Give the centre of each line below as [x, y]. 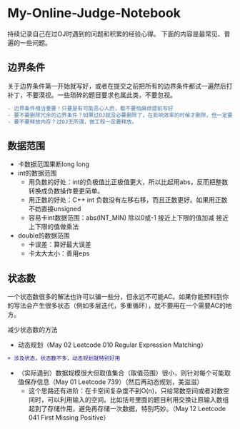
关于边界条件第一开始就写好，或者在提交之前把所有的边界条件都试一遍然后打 [120, 86]
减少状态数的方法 [32, 329]
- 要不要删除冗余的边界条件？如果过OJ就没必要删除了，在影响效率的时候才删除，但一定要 [120, 115]
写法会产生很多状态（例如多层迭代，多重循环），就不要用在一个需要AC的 [120, 306]
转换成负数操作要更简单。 [66, 191]
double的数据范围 [44, 236]
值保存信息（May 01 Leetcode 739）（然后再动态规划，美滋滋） [110, 382]
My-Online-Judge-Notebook [94, 13]
